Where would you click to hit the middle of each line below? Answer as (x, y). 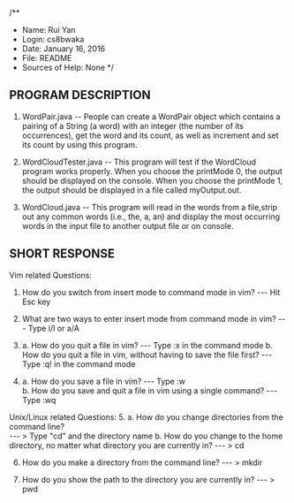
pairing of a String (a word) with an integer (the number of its (133, 126)
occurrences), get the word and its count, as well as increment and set (151, 135)
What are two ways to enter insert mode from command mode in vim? (149, 318)
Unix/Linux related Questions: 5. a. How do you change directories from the (147, 417)
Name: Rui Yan (49, 30)
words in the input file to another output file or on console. (128, 225)
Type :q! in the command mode (79, 364)
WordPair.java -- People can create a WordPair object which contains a (151, 116)
